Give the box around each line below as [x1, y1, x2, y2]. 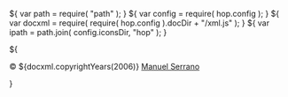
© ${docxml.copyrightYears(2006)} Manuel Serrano [9, 62, 200, 71]
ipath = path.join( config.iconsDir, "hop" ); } [9, 27, 167, 37]
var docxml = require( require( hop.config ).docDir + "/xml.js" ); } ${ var [9, 18, 270, 28]
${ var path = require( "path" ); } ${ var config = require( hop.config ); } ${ [9, 9, 280, 19]
